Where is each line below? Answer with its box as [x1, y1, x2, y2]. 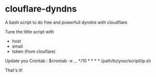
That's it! [5, 67, 23, 73]
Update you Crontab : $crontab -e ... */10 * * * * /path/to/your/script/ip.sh [5, 58, 151, 63]
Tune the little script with [5, 29, 55, 34]
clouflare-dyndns [5, 3, 77, 15]
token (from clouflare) [12, 48, 56, 54]
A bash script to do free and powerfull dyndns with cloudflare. [5, 19, 129, 25]
